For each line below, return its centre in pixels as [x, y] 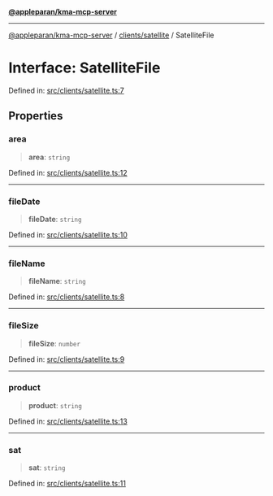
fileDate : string [55, 219]
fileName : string [57, 281]
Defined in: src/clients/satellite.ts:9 [67, 359]
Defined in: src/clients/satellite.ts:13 [68, 421]
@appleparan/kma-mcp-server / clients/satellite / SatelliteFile [111, 35]
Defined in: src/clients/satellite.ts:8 [67, 297]
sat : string [47, 468]
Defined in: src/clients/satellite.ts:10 [68, 234]
